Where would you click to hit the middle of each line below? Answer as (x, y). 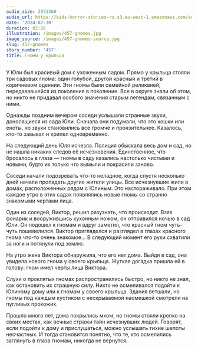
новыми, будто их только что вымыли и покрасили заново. (80, 164)
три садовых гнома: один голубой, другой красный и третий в (85, 78)
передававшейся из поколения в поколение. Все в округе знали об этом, (99, 91)
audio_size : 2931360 (32, 12)
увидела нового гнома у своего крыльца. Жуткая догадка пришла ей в (95, 261)
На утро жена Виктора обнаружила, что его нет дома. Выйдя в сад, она (97, 255)
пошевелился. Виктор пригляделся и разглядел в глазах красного (102, 231)
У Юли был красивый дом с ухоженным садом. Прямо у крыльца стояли (98, 72)
